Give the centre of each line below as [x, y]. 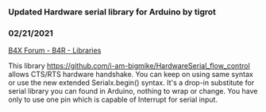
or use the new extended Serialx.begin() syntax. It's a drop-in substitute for [131, 83]
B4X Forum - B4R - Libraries [55, 51]
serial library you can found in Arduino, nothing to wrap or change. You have [133, 91]
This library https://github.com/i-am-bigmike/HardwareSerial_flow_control [129, 66]
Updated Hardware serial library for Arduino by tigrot [112, 12]
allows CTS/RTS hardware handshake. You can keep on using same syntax [131, 75]
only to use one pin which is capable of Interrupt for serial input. [113, 100]
